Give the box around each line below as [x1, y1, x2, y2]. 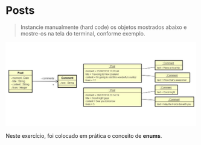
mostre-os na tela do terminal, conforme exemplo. [20, 29, 145, 37]
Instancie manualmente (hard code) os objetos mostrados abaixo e [20, 23, 187, 31]
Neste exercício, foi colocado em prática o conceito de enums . [5, 132, 162, 139]
